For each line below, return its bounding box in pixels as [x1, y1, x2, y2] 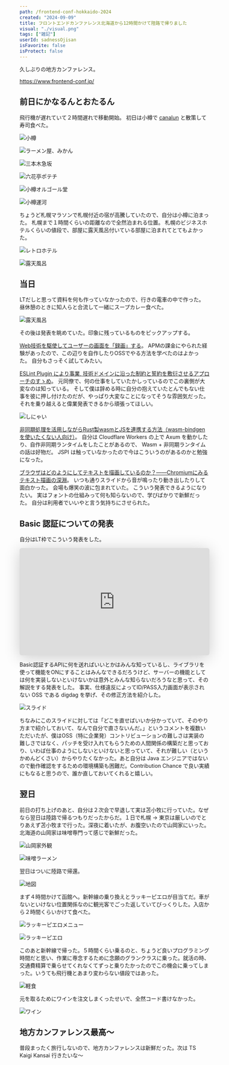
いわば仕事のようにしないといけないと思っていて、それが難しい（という [30, 747, 209, 754]
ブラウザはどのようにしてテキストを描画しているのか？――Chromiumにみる [19, 469, 209, 476]
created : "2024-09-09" [19, 14, 77, 21]
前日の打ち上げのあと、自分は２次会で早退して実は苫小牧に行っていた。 [19, 806, 199, 813]
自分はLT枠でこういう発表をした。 [19, 536, 105, 543]
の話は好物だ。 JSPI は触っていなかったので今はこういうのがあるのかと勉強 [19, 448, 208, 456]
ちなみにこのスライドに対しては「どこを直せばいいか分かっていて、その [19, 716, 198, 724]
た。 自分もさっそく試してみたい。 [19, 357, 105, 364]
